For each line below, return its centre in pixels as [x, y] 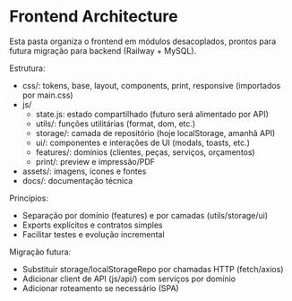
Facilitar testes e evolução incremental [93, 234]
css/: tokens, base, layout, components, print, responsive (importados [151, 85]
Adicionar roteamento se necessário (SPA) [100, 288]
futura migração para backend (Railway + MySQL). [103, 50]
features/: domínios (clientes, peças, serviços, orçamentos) [145, 152]
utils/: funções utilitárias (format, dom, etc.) [116, 124]
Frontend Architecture [94, 17]
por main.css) [47, 95]
